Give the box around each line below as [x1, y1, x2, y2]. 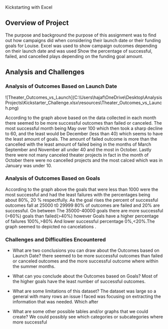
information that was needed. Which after [12, 299, 99, 305]
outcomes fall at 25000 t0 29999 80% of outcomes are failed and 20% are [5, 202, 160, 208]
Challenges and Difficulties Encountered [5, 236, 106, 243]
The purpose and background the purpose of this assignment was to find [5, 32, 156, 38]
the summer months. [12, 263, 56, 269]
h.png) [5, 105, 19, 111]
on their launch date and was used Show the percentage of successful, [5, 48, 152, 54]
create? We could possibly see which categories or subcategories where [12, 314, 163, 320]
